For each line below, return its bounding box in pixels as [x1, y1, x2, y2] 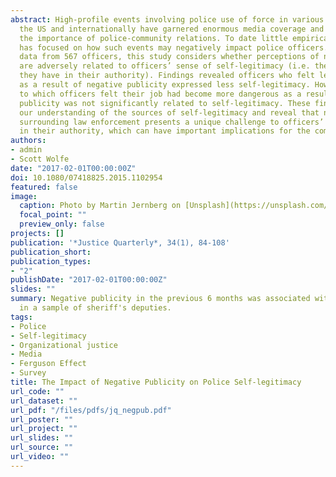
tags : [10, 312, 33, 322]
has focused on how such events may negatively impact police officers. [19, 42, 329, 53]
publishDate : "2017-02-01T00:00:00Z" [10, 275, 168, 285]
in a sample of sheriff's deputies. [19, 303, 172, 313]
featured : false [10, 182, 78, 192]
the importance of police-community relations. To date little [19, 33, 288, 43]
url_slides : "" [10, 433, 74, 443]
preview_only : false [19, 219, 105, 230]
